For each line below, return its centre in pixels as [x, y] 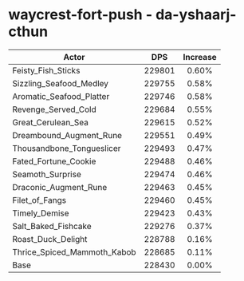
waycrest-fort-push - [81, 15]
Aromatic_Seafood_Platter [61, 96]
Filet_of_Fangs [39, 200]
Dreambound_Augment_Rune [67, 135]
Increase [200, 57]
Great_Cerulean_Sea [51, 122]
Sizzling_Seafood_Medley [61, 83]
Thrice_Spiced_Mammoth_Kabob [75, 251]
